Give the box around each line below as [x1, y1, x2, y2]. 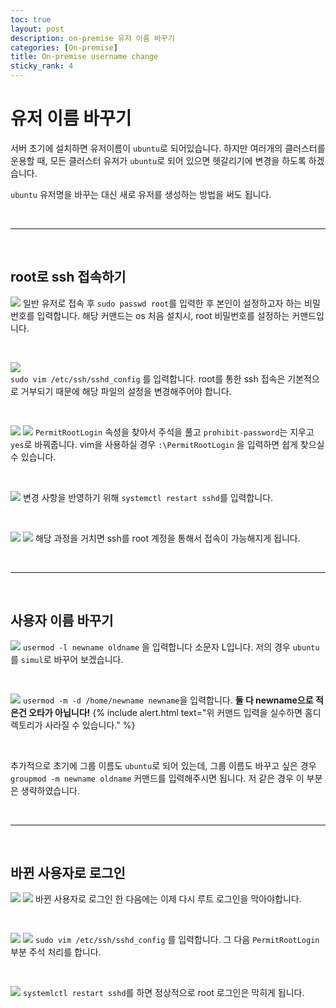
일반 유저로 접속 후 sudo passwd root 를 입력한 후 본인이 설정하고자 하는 [22, 297, 303, 309]
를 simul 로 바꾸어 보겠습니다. [10, 653, 124, 665]
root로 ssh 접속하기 [10, 269, 127, 286]
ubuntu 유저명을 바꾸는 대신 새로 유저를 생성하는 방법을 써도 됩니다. [10, 188, 272, 200]
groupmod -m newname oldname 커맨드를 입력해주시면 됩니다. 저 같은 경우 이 [10, 772, 305, 784]
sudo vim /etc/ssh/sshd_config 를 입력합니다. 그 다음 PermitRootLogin [34, 934, 320, 946]
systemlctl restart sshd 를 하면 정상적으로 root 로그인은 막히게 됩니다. [22, 987, 305, 999]
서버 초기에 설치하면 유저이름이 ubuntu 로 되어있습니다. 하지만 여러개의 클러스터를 [10, 142, 326, 154]
